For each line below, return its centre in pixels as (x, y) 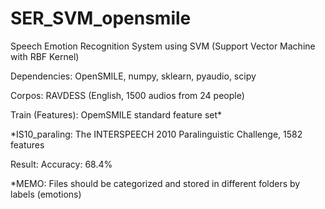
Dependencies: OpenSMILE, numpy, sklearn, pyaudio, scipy (133, 76)
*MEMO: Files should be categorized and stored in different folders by (155, 183)
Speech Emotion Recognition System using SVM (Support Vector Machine (163, 46)
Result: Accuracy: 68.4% (61, 164)
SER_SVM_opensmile (101, 18)
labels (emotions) (46, 194)
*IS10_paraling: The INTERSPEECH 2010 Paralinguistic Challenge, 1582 (156, 134)
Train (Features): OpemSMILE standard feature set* (116, 114)
